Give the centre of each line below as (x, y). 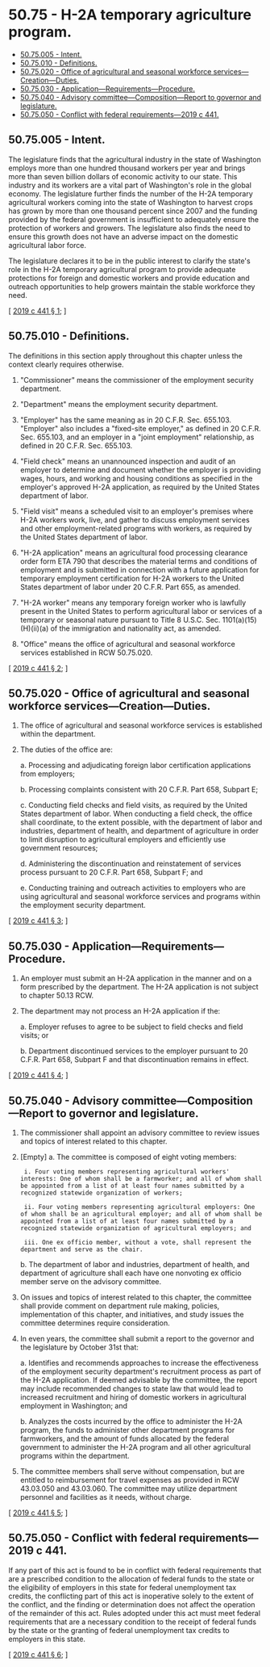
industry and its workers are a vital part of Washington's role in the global (130, 185)
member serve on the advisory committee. (91, 1281)
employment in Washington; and (73, 1406)
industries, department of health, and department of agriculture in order (139, 831)
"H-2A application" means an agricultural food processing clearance (134, 552)
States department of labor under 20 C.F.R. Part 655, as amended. (130, 586)
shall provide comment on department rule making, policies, (120, 1306)
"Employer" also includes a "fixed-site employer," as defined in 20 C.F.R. (141, 428)
